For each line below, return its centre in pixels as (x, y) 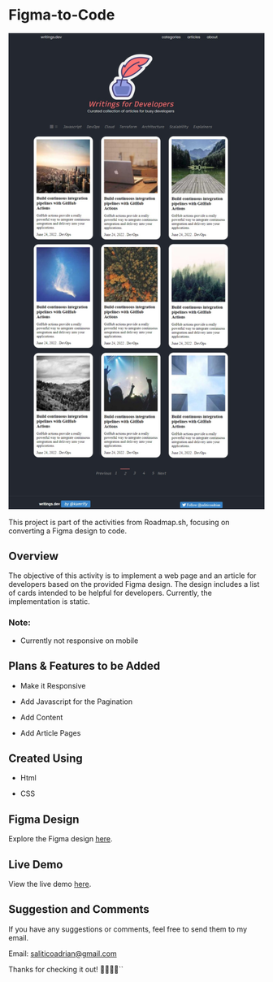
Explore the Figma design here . (61, 839)
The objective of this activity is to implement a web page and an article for (132, 576)
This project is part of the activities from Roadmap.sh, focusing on (119, 522)
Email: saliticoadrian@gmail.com (63, 954)
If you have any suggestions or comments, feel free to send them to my (128, 929)
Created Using (45, 758)
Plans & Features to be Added (84, 666)
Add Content (41, 717)
